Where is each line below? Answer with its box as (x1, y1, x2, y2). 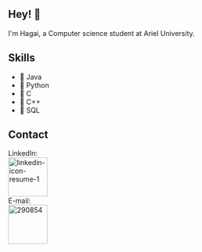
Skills (8, 52, 35, 65)
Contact (8, 128, 49, 142)
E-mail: (8, 196, 31, 206)
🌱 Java (19, 72, 42, 81)
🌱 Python (19, 80, 49, 90)
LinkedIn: (8, 149, 38, 158)
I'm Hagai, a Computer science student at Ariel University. (8, 28, 196, 38)
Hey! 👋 (8, 8, 41, 21)
